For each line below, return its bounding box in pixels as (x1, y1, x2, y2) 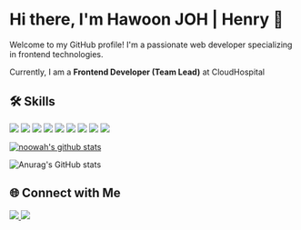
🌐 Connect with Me (9, 185, 121, 201)
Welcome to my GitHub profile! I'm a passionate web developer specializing (9, 39, 293, 50)
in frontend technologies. (9, 48, 104, 59)
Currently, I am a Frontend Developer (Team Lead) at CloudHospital (9, 66, 266, 77)
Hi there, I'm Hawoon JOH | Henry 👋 (9, 9, 284, 30)
